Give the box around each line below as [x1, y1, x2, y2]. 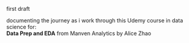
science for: [6, 24, 37, 30]
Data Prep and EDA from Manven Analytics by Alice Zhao [6, 30, 152, 37]
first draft [6, 5, 30, 12]
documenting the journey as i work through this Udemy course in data [6, 17, 183, 24]
